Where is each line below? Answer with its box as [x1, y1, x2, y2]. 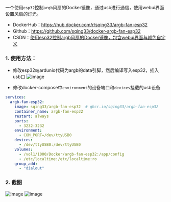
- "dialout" [18, 166, 44, 171]
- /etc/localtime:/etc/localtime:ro [18, 156, 97, 162]
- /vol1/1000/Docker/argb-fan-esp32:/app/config [18, 151, 125, 157]
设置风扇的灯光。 [5, 11, 41, 17]
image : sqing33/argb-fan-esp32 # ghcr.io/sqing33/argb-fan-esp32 [14, 104, 159, 110]
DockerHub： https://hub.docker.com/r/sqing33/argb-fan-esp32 [12, 22, 148, 28]
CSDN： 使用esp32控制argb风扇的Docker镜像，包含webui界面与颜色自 [12, 35, 161, 40]
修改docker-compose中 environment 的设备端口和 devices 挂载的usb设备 [12, 85, 161, 91]
